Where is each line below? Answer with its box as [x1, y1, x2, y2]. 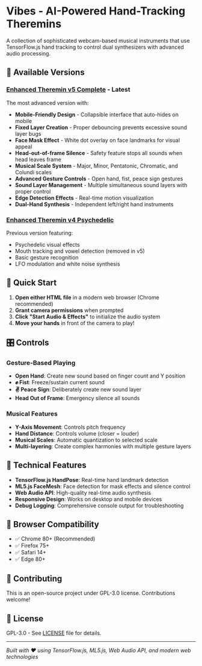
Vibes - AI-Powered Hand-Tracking [6, 4, 186, 18]
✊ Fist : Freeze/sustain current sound [14, 379, 105, 386]
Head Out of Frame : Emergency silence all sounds [14, 395, 140, 402]
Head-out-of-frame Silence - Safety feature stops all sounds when [14, 149, 183, 156]
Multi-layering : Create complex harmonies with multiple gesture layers [14, 442, 191, 450]
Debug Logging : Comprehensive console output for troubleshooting [14, 502, 184, 509]
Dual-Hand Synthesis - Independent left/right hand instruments [14, 200, 174, 208]
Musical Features [6, 410, 58, 418]
